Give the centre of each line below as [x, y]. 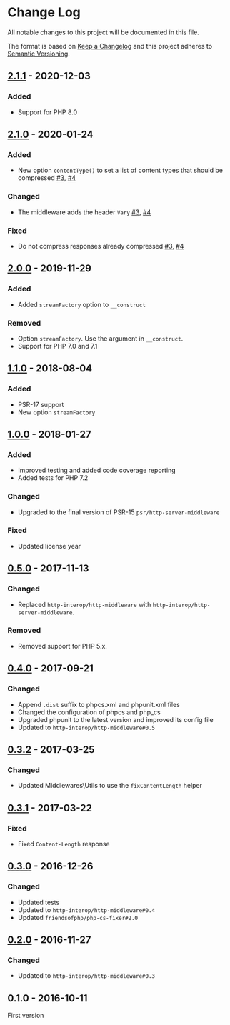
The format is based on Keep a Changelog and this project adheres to [110, 46]
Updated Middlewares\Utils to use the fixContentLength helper [110, 786]
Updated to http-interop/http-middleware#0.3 [86, 976]
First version [26, 1016]
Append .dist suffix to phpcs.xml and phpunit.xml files [99, 704]
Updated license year [49, 546]
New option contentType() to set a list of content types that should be [120, 170]
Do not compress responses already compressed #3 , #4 [101, 246]
